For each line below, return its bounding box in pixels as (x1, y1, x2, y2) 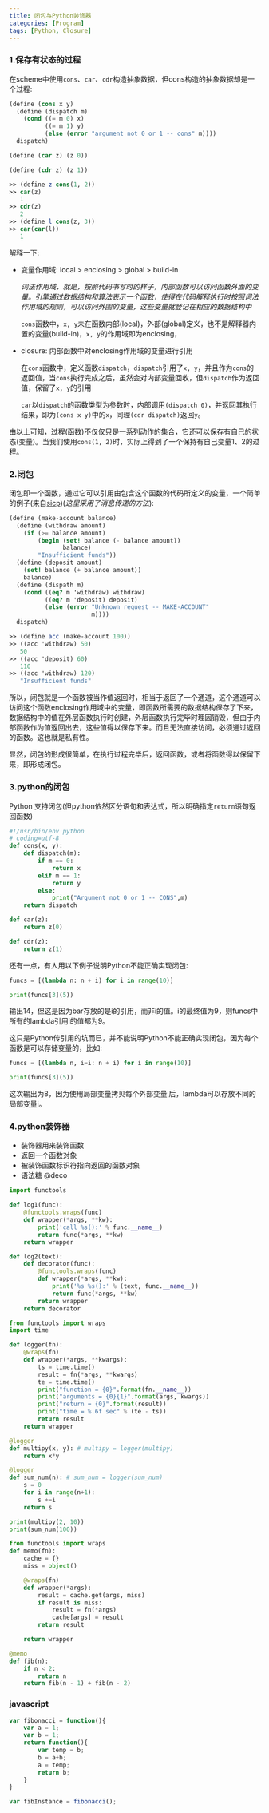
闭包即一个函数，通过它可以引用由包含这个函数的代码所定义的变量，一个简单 (9, 488, 261, 498)
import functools (9, 1187, 67, 1195)
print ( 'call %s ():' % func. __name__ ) (38, 1223, 163, 1231)
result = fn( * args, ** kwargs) (38, 1370, 138, 1378)
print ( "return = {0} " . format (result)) (38, 1400, 167, 1409)
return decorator (23, 1304, 81, 1313)
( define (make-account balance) (9, 514, 117, 522)
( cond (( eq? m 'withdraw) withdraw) (23, 588, 146, 596)
